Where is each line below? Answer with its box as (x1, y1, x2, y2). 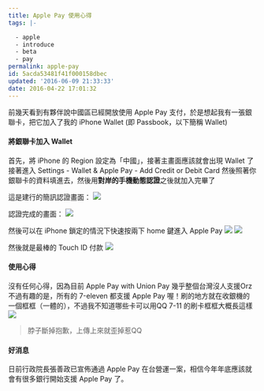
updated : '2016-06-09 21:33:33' (8, 77, 114, 85)
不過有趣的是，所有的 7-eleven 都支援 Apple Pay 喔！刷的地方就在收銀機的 (8, 291, 251, 300)
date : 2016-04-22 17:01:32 (8, 85, 97, 92)
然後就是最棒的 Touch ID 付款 (8, 242, 104, 252)
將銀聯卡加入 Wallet (8, 137, 73, 146)
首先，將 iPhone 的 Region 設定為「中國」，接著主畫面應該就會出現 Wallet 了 (8, 156, 255, 165)
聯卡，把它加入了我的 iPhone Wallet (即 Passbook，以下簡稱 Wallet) (8, 117, 228, 126)
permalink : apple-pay (8, 62, 80, 71)
